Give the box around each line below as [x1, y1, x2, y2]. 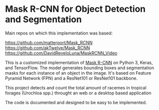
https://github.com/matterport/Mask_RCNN [5, 39, 93, 45]
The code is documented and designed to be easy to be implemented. [5, 99, 147, 105]
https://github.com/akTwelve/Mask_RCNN [5, 45, 90, 51]
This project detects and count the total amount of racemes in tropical [5, 84, 147, 90]
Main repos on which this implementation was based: [5, 30, 113, 36]
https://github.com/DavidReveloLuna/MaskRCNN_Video [5, 50, 118, 56]
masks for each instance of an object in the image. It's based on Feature [5, 70, 151, 76]
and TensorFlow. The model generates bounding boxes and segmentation [5, 65, 155, 71]
